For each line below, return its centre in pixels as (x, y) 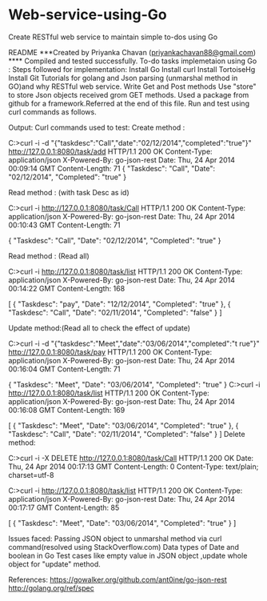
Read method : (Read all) (49, 256)
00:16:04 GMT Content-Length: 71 (64, 369)
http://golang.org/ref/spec (51, 588)
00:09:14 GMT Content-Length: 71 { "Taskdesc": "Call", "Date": (112, 168)
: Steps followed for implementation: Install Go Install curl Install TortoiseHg (132, 69)
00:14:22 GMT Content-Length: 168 (67, 288)
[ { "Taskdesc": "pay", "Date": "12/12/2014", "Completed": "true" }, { (120, 304)
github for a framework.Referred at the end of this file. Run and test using (129, 103)
